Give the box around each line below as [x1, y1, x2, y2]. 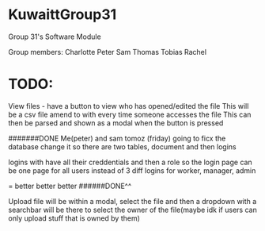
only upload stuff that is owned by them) [8, 213, 141, 223]
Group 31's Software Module [8, 32, 101, 41]
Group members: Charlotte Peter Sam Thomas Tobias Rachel [8, 47, 207, 56]
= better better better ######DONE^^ [8, 181, 132, 191]
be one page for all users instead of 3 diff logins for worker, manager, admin [8, 165, 256, 175]
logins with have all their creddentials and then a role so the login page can [8, 157, 252, 167]
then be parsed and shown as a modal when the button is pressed [8, 117, 224, 128]
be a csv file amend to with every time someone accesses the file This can [8, 110, 252, 119]
